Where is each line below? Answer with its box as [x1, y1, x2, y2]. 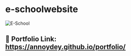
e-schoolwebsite [5, 4, 78, 15]
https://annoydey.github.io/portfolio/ [5, 43, 126, 51]
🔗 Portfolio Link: [5, 35, 57, 43]
